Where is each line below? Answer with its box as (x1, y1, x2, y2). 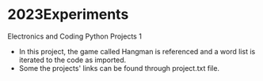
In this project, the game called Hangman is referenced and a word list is (18, 46, 256, 56)
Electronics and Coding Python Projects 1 (7, 31, 142, 41)
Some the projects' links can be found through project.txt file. (18, 63, 219, 72)
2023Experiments (7, 6, 129, 24)
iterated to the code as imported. (18, 55, 127, 64)
